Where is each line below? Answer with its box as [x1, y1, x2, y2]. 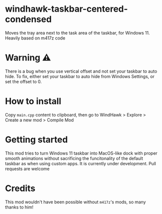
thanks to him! [5, 204, 34, 210]
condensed [5, 14, 52, 25]
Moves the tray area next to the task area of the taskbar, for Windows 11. [5, 30, 150, 36]
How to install [5, 96, 62, 107]
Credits [5, 183, 36, 194]
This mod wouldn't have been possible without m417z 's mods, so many [5, 199, 146, 205]
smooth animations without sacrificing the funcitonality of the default [5, 155, 144, 161]
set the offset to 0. [5, 78, 42, 84]
